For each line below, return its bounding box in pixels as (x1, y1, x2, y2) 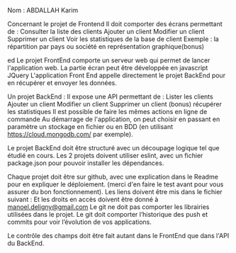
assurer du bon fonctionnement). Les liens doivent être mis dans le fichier (7, 188, 223, 196)
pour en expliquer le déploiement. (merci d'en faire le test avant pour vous (7, 180, 224, 189)
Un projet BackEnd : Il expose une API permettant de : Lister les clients (7, 92, 214, 101)
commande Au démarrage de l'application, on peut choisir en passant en (7, 115, 220, 123)
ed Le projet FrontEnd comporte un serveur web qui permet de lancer (7, 56, 210, 64)
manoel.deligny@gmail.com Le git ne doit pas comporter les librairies (7, 203, 210, 211)
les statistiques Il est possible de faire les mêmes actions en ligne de (7, 108, 208, 116)
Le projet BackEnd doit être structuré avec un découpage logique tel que (7, 144, 220, 152)
